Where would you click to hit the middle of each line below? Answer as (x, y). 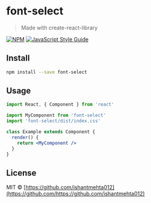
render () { (25, 137)
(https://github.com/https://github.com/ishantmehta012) (76, 194)
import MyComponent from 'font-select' (56, 115)
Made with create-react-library (59, 28)
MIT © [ (16, 187)
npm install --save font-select (47, 72)
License (21, 173)
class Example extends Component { (51, 132)
